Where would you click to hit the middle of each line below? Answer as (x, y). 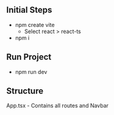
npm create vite (35, 24)
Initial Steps (29, 10)
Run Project (29, 57)
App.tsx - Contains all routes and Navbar (57, 106)
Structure (25, 91)
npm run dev (31, 72)
